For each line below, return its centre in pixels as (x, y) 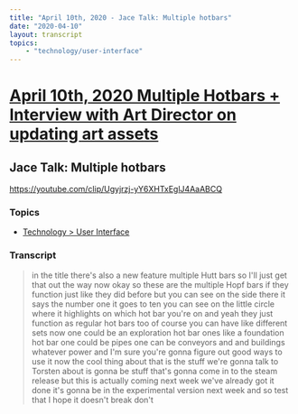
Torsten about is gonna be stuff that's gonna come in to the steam (154, 371)
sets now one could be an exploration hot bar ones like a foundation (158, 332)
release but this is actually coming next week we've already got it (153, 381)
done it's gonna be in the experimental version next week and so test (160, 390)
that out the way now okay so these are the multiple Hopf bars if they (160, 284)
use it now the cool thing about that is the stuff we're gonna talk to (155, 361)
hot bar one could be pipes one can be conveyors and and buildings (158, 342)
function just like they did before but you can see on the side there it (158, 294)
